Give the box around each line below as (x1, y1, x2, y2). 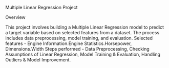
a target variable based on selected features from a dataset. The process (5, 30, 160, 35)
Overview (5, 14, 26, 20)
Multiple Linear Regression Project (5, 5, 78, 10)
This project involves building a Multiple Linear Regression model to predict (5, 24, 164, 30)
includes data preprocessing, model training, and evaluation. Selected (5, 35, 153, 41)
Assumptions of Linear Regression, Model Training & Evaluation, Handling (5, 51, 160, 57)
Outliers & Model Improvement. (5, 57, 71, 63)
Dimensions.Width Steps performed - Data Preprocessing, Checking (5, 46, 150, 52)
